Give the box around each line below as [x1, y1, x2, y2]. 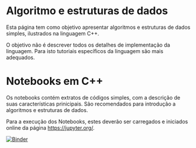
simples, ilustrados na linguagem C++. [6, 29, 99, 37]
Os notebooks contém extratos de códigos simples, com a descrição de [6, 94, 181, 101]
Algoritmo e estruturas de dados [6, 4, 168, 18]
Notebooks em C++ [6, 75, 104, 88]
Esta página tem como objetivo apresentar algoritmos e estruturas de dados [6, 24, 191, 31]
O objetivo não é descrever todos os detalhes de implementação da [6, 41, 171, 48]
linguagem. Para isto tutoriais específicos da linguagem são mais [6, 47, 164, 54]
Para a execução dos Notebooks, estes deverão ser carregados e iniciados [6, 118, 188, 125]
